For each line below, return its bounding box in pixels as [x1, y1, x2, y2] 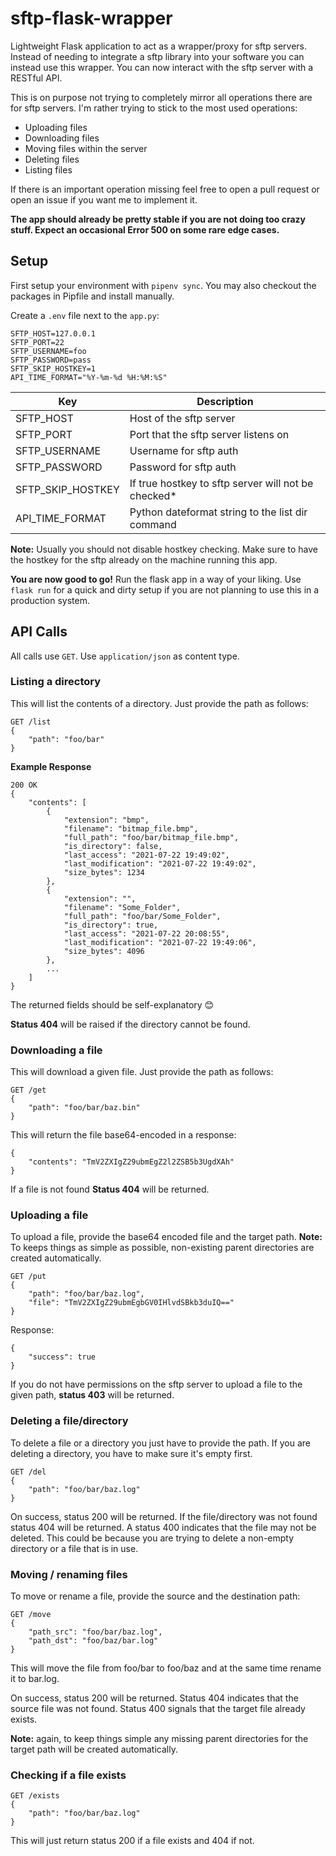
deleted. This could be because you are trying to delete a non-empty [10, 1532, 295, 1544]
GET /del [10, 1467, 47, 1477]
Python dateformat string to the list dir [129, 505, 308, 519]
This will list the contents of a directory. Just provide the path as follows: [10, 697, 309, 709]
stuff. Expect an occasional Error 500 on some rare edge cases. [10, 223, 280, 236]
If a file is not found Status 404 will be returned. [10, 1183, 210, 1196]
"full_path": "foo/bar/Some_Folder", [63, 911, 222, 921]
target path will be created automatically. [10, 1743, 178, 1756]
